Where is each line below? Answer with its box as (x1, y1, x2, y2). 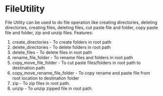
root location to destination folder (12, 75, 80, 81)
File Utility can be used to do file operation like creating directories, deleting (5, 19, 158, 25)
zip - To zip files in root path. (12, 80, 70, 86)
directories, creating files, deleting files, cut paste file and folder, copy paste (5, 24, 159, 30)
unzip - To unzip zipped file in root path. (12, 85, 93, 91)
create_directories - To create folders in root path (12, 39, 111, 45)
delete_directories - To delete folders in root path (12, 44, 111, 50)
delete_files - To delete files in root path (12, 49, 92, 55)
